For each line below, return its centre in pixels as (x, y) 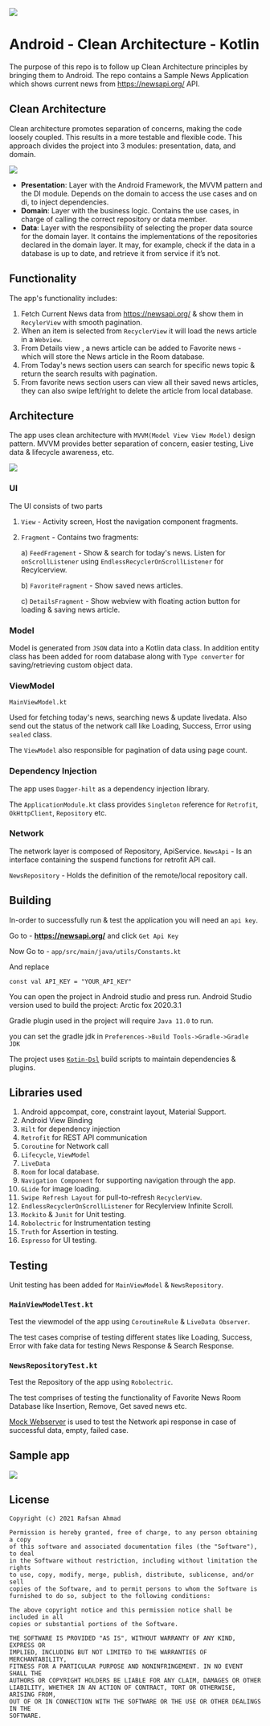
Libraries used (46, 1093)
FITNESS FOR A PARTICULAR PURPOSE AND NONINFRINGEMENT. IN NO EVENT (126, 1666)
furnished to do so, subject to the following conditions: (110, 1596)
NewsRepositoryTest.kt (53, 1365)
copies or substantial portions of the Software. (94, 1624)
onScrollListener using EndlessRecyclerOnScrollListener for (122, 561)
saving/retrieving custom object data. (71, 665)
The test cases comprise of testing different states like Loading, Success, (131, 1337)
